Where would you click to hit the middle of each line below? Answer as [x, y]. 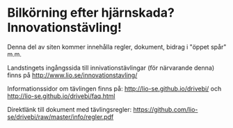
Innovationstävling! [65, 27]
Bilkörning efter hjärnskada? [91, 13]
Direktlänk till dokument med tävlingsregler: [70, 109]
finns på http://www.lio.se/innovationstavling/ [72, 75]
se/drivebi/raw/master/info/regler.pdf [61, 117]
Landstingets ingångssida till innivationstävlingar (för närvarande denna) [111, 67]
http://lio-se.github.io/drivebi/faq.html [61, 96]
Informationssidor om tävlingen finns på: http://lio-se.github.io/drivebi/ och [114, 88]
